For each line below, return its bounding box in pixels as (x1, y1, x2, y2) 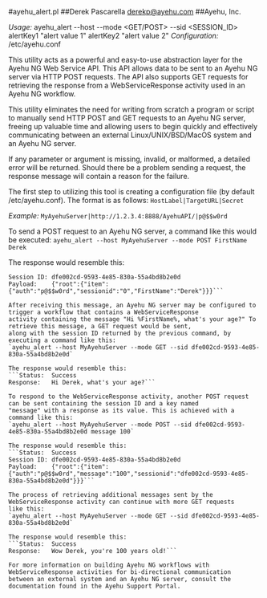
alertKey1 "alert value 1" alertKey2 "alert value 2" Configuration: (8, 31, 219, 40)
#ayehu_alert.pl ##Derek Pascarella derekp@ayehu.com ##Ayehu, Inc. (8, 7, 242, 16)
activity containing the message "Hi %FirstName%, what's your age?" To (8, 315, 257, 323)
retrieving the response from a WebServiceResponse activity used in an (8, 80, 246, 90)
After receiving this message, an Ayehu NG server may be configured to (8, 301, 257, 309)
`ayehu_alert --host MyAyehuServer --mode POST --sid (8, 421, 192, 429)
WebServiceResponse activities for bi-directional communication (8, 568, 231, 576)
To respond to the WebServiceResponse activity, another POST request (8, 393, 249, 401)
